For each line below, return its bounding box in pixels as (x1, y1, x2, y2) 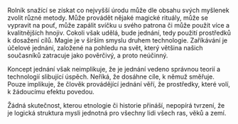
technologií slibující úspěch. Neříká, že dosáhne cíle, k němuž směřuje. (7, 72, 215, 81)
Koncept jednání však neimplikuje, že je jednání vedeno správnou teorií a (7, 65, 220, 73)
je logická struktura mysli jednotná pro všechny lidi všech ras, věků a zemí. (7, 109, 227, 117)
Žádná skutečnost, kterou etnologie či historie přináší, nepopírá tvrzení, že (7, 101, 225, 109)
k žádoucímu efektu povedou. (7, 88, 94, 96)
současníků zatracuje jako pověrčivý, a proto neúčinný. (7, 51, 168, 60)
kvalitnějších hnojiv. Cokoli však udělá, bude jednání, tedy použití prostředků (7, 28, 232, 37)
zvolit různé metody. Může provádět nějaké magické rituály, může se (7, 13, 208, 22)
